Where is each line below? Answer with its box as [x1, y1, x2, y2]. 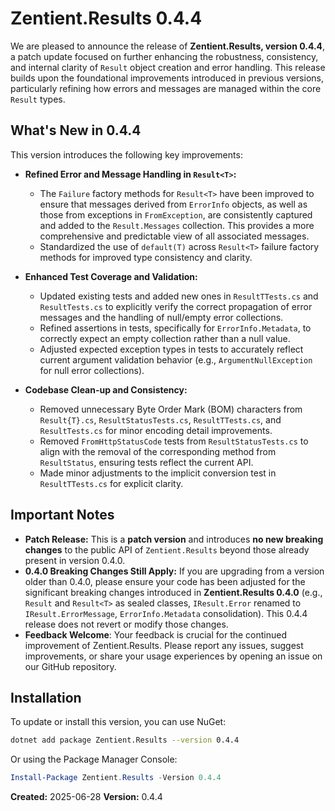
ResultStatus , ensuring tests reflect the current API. [39, 456, 254, 468]
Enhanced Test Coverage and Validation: [24, 270, 198, 282]
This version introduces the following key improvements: [10, 148, 243, 161]
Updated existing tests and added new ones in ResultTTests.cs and [39, 290, 319, 302]
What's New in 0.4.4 [10, 122, 142, 139]
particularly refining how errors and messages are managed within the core [10, 82, 322, 94]
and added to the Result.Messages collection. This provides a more [39, 219, 315, 231]
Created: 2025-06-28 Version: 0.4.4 [10, 791, 163, 803]
